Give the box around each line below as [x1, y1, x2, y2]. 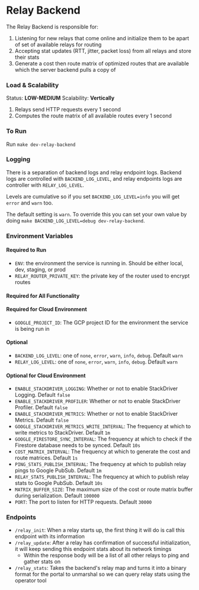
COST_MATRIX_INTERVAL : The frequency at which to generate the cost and [14, 448, 191, 455]
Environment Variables [6, 232, 73, 240]
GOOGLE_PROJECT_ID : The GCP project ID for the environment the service [14, 318, 188, 326]
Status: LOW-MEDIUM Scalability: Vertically [6, 94, 115, 101]
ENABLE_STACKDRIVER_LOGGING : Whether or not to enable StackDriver [14, 385, 178, 392]
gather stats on [23, 558, 61, 565]
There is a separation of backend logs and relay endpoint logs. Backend [6, 168, 182, 176]
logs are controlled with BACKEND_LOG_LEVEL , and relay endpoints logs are [6, 175, 182, 182]
